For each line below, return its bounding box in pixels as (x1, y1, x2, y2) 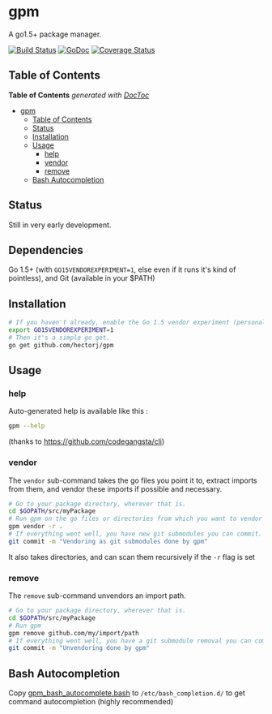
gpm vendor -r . (8, 523, 63, 531)
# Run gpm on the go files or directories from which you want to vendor (8, 514, 263, 523)
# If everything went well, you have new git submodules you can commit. (8, 530, 263, 538)
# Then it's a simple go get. (8, 333, 111, 342)
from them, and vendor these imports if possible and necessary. (8, 484, 223, 493)
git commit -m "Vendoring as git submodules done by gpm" (8, 537, 208, 545)
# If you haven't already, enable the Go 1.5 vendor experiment (8, 319, 230, 327)
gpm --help (8, 422, 45, 430)
